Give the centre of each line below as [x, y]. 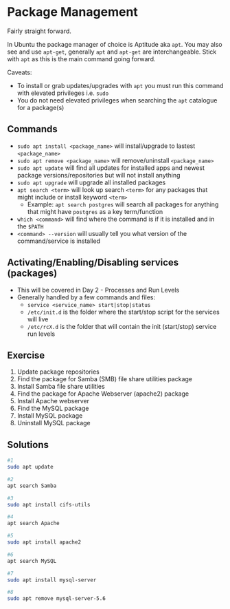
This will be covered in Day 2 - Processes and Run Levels [98, 290]
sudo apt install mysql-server [52, 580]
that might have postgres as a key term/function [95, 211]
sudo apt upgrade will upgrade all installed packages [91, 182]
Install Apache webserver [53, 401]
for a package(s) [41, 107]
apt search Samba [32, 486]
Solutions [28, 445]
